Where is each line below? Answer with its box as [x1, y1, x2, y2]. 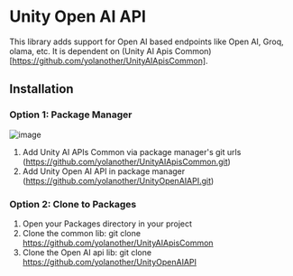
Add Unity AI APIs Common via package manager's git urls [22, 146, 242, 157]
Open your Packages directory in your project [22, 218, 192, 229]
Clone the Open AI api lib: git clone [22, 246, 151, 258]
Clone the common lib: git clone [22, 227, 142, 238]
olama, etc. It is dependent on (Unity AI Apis [9, 45, 173, 56]
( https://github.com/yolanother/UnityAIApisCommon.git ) [22, 156, 232, 167]
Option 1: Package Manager [9, 108, 133, 121]
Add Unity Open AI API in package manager [22, 165, 186, 177]
